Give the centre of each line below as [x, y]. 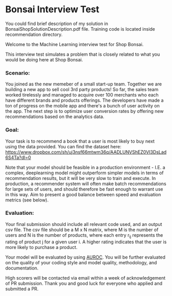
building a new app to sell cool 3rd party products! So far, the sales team [82, 89]
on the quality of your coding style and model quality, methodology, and [81, 262]
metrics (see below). [27, 200]
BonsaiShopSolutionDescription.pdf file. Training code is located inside [80, 29]
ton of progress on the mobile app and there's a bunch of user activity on [82, 106]
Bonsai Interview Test [52, 9]
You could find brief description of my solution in [57, 24]
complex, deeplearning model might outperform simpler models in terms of [84, 173]
